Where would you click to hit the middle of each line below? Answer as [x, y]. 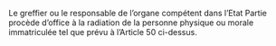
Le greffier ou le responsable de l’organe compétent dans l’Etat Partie [138, 13]
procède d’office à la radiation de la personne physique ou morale [131, 23]
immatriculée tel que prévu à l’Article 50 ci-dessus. [103, 32]
